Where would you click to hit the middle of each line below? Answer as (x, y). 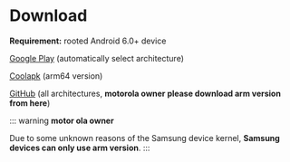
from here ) (30, 103)
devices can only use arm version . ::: (80, 148)
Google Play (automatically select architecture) (97, 58)
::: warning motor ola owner (62, 120)
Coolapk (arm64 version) (56, 76)
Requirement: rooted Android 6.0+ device (88, 41)
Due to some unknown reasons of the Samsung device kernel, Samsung (145, 138)
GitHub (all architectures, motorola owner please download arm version (145, 93)
